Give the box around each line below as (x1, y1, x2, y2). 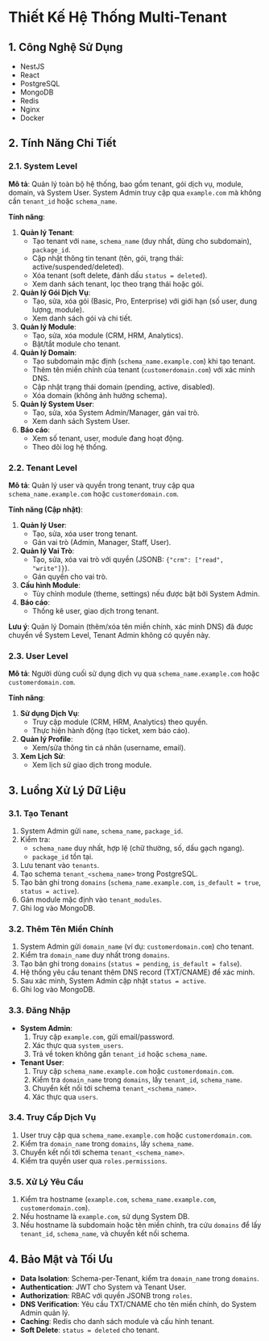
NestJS (19, 61, 45, 71)
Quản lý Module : (19, 321, 77, 331)
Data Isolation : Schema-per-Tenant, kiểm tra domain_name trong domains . (19, 1273, 259, 1283)
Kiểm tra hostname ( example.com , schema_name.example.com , (19, 1195, 217, 1205)
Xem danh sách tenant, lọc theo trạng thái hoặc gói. (31, 279, 204, 288)
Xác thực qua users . (31, 1092, 99, 1101)
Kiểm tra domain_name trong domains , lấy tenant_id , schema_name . (31, 1075, 243, 1084)
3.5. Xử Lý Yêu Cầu (8, 1175, 84, 1187)
